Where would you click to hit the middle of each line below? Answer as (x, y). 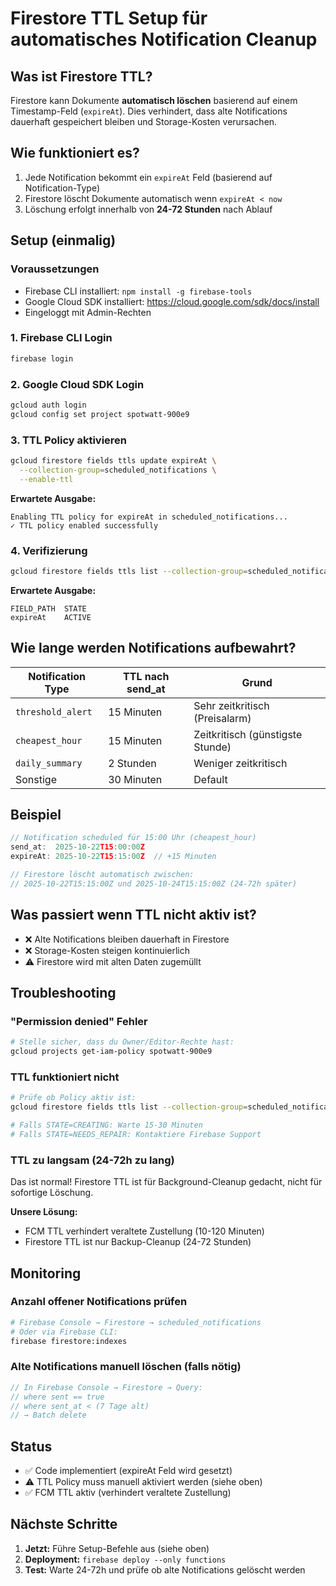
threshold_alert (54, 711)
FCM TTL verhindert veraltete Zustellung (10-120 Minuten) (144, 1231)
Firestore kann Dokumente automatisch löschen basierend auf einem (154, 100)
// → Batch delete (48, 1415)
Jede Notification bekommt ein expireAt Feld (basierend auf (148, 177)
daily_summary (49, 763)
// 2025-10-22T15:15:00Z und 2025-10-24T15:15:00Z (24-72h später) (154, 883)
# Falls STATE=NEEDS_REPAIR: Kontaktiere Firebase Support (136, 1134)
